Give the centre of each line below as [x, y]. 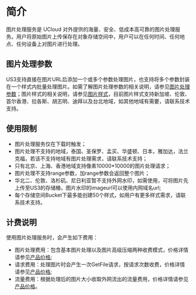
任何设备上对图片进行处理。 [49, 44]
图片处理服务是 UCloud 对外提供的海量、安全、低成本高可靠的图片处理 [91, 29]
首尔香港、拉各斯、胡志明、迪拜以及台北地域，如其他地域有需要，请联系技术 [98, 101]
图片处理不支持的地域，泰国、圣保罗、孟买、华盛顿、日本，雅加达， [96, 151]
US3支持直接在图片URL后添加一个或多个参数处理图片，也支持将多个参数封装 [98, 79]
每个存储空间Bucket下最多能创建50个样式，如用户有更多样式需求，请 [97, 195]
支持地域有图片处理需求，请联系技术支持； [96, 158]
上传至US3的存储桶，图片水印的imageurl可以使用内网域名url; [88, 188]
